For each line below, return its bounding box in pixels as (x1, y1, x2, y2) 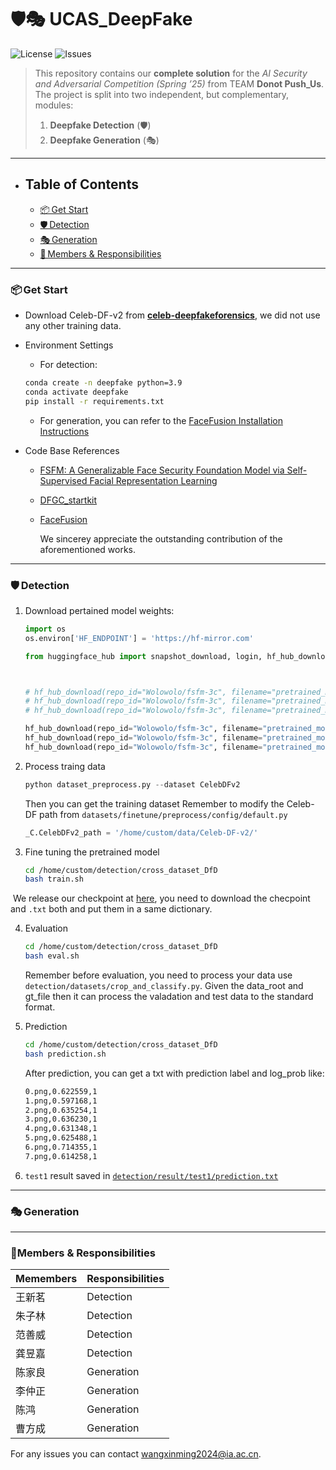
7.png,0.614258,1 (24, 1151, 98, 1161)
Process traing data (24, 760, 106, 772)
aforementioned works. (39, 543, 137, 555)
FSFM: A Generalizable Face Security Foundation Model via (39, 464, 285, 476)
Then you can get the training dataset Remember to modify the (24, 797, 285, 810)
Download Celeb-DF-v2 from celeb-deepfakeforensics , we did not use (24, 309, 321, 321)
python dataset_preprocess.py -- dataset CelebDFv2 (24, 779, 241, 790)
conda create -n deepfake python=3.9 (24, 378, 183, 388)
